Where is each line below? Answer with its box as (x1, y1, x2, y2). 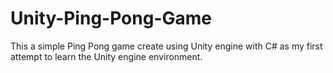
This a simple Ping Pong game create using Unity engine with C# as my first (10, 40, 323, 52)
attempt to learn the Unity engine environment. (10, 50, 203, 62)
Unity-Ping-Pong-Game (10, 7, 212, 30)
